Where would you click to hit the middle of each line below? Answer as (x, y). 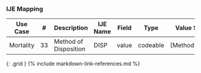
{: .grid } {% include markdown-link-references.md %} (73, 64)
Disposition (69, 49)
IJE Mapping (25, 9)
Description (71, 28)
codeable (151, 45)
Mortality (22, 45)
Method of (68, 42)
